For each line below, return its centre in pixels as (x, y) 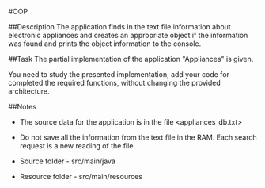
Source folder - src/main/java (68, 161)
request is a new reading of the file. (78, 146)
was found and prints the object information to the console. (105, 44)
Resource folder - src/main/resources (81, 176)
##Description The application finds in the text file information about (119, 27)
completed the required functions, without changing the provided (115, 83)
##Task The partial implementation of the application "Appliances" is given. (131, 59)
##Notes (23, 107)
